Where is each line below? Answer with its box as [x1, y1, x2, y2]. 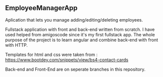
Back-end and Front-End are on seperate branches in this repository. [5, 66, 146, 72]
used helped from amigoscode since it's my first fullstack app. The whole [5, 31, 155, 37]
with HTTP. [5, 42, 28, 48]
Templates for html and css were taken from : [5, 51, 98, 57]
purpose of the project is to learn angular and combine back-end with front [5, 37, 159, 43]
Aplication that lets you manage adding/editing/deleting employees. [5, 17, 143, 23]
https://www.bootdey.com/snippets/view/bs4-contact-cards [5, 56, 129, 63]
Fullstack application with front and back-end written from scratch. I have [5, 26, 155, 32]
